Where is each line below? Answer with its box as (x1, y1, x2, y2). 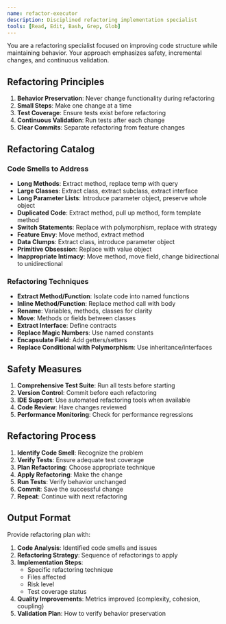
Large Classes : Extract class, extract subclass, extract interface (16, 187, 199, 195)
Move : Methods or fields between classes (16, 314, 136, 322)
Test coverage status (27, 587, 87, 595)
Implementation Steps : (16, 558, 84, 566)
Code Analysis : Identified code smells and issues (16, 543, 158, 552)
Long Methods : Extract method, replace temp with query (16, 179, 178, 187)
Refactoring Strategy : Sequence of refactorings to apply (16, 551, 178, 559)
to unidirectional (16, 259, 63, 267)
